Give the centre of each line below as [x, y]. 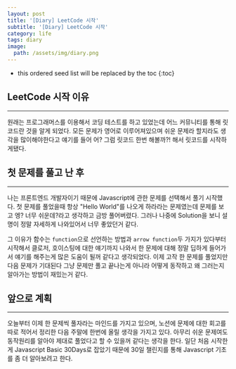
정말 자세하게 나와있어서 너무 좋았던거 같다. [79, 224]
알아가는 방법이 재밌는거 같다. [48, 274]
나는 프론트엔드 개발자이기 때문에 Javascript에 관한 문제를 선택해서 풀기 [106, 197]
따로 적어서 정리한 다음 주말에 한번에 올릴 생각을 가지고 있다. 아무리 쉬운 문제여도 [118, 332]
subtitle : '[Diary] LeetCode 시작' [58, 27]
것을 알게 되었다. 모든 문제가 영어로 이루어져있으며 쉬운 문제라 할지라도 [122, 130]
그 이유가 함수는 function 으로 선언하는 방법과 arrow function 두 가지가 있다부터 [117, 239]
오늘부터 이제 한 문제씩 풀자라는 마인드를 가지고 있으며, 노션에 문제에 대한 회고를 [117, 323]
